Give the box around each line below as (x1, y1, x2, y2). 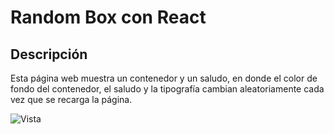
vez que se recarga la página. (10, 94, 133, 105)
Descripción (10, 46, 88, 63)
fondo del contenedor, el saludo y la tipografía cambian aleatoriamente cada (10, 83, 325, 95)
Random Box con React (10, 6, 207, 29)
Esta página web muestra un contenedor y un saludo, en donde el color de (10, 72, 318, 84)
